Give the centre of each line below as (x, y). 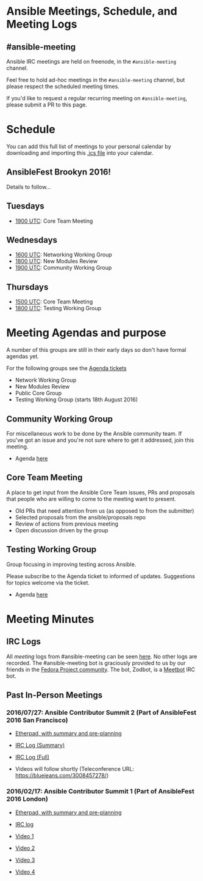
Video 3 (25, 860)
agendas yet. (23, 357)
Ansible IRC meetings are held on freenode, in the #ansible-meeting (91, 61)
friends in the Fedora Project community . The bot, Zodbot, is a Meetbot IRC (101, 669)
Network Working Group (46, 380)
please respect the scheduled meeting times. (63, 86)
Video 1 (24, 836)
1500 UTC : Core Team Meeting (54, 302)
